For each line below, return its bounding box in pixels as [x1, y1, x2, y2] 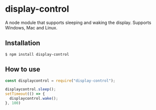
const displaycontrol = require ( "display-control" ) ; [5, 78, 116, 83]
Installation [5, 39, 40, 47]
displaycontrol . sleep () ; [5, 87, 56, 92]
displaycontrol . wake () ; [9, 96, 58, 101]
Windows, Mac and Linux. [5, 24, 58, 30]
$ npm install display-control [5, 52, 69, 57]
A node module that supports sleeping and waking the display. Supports [5, 20, 152, 25]
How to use [5, 65, 40, 74]
